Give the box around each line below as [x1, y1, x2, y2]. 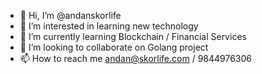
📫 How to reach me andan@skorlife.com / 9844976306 [19, 53, 253, 64]
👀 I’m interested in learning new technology [19, 20, 199, 32]
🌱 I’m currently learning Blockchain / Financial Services [19, 31, 247, 42]
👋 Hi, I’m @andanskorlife [19, 10, 122, 21]
